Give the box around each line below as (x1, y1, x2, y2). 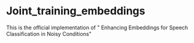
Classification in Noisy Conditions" (6, 30, 92, 37)
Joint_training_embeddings (6, 4, 145, 18)
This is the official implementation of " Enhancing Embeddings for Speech (6, 24, 189, 31)
